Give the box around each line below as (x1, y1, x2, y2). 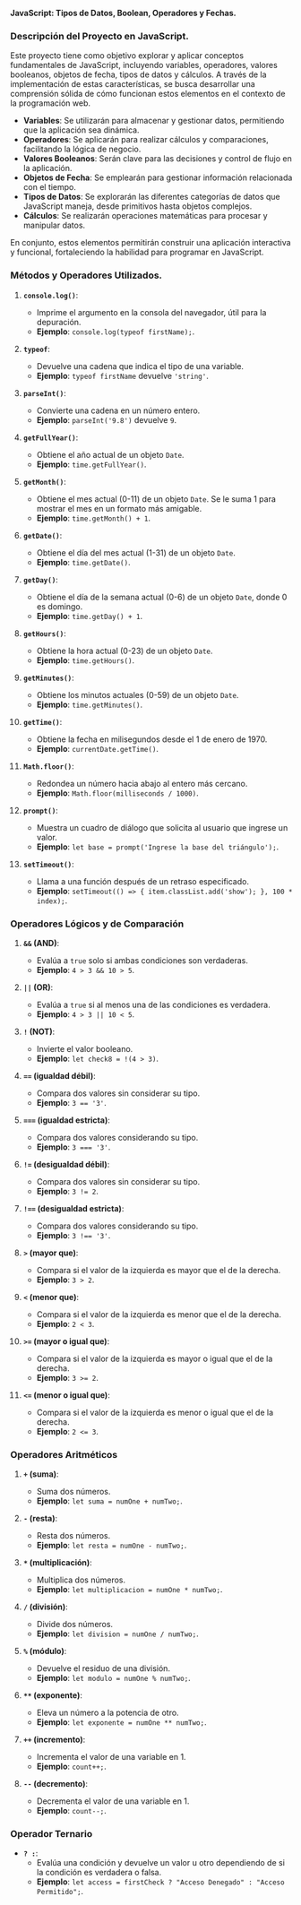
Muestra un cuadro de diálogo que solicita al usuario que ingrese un (36, 822, 288, 832)
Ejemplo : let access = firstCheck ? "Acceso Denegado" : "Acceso (36, 1876, 285, 1887)
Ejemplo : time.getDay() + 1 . (36, 610, 142, 621)
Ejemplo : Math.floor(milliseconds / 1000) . (36, 788, 200, 798)
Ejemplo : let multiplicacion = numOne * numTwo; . (36, 1584, 223, 1595)
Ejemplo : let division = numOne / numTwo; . (36, 1628, 200, 1639)
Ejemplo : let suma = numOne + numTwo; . (36, 1496, 183, 1506)
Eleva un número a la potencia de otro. (36, 1707, 179, 1719)
